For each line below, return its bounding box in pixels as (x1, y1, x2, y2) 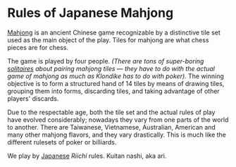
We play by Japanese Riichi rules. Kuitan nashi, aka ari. (7, 151, 167, 160)
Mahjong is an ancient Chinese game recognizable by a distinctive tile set (7, 28, 221, 37)
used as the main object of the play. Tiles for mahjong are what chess (7, 35, 209, 44)
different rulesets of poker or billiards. (7, 137, 117, 146)
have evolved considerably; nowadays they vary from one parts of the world (7, 115, 229, 124)
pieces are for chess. (7, 43, 69, 51)
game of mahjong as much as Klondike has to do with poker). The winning (7, 72, 224, 80)
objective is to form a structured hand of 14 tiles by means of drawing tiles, (7, 79, 225, 87)
